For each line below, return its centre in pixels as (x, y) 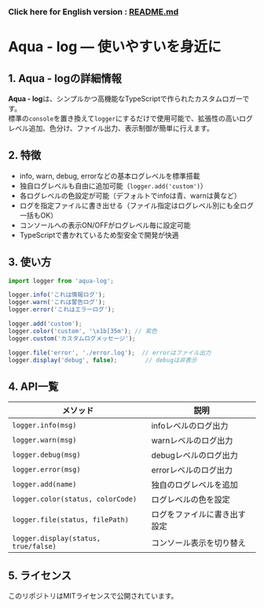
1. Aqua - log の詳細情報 (65, 78)
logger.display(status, (57, 539)
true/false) (35, 547)
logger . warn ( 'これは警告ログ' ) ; (57, 302)
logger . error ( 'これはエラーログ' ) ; (62, 310)
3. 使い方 (30, 262)
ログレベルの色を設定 (191, 500)
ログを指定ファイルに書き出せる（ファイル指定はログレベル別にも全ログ (136, 205)
